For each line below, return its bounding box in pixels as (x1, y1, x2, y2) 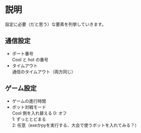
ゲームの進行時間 (12, 98, 46, 104)
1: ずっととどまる (12, 116, 46, 122)
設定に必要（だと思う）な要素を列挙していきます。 (5, 21, 106, 27)
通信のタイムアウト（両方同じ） (12, 69, 76, 74)
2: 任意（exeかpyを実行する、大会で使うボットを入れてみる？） (12, 122, 139, 128)
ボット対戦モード (12, 104, 46, 110)
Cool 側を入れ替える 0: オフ (12, 110, 67, 116)
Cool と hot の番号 (12, 57, 49, 62)
